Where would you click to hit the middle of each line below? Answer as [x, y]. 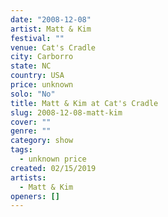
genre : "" [31, 131]
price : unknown [42, 85]
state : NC [31, 66]
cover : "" [31, 122]
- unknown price [53, 159]
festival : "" [37, 38]
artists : [28, 177]
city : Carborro [42, 57]
